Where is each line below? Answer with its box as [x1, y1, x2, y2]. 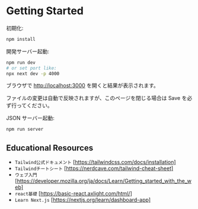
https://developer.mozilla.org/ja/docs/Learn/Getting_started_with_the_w [17, 178, 191, 185]
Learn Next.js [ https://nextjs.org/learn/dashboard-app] [14, 197, 151, 204]
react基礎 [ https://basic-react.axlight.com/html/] [14, 190, 132, 197]
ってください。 [16, 102, 53, 109]
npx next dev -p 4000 [6, 70, 60, 76]
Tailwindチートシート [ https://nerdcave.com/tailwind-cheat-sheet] [14, 165, 174, 172]
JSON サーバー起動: [6, 114, 55, 122]
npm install [6, 36, 36, 42]
